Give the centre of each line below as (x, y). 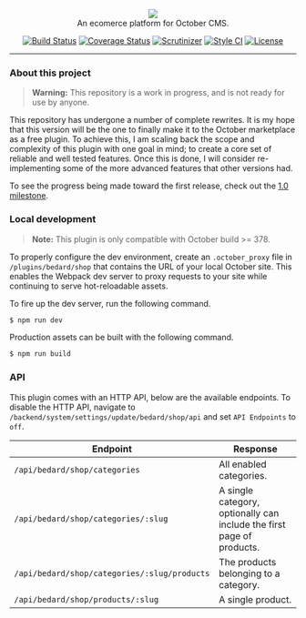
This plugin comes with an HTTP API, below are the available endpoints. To (150, 397)
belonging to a (249, 573)
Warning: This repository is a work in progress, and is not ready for (158, 93)
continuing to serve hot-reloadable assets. (89, 286)
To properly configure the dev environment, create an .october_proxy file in (151, 257)
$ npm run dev (36, 320)
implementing (35, 168)
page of (235, 535)
